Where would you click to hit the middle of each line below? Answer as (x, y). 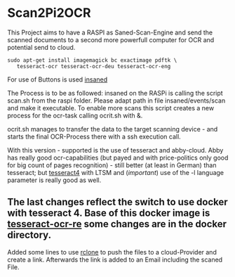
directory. (29, 235)
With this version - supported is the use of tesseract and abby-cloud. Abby (115, 150)
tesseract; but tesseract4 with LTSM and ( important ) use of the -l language (116, 172)
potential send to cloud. (41, 47)
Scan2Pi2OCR (49, 13)
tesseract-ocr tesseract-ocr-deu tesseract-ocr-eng (94, 66)
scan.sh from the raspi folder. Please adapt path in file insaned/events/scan (116, 101)
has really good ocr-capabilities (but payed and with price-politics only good (118, 157)
